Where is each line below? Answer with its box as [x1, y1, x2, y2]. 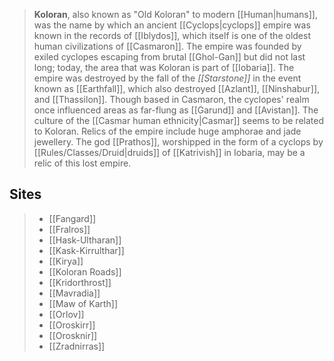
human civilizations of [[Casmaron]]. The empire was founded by [33, 40, 302, 52]
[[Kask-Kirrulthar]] [48, 244, 125, 256]
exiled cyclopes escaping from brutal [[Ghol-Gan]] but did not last [33, 51, 306, 63]
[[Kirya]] [48, 255, 84, 267]
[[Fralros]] [48, 223, 91, 235]
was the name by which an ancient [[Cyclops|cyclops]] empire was [33, 19, 311, 31]
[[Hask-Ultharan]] [48, 234, 122, 246]
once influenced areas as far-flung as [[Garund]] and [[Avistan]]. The [33, 104, 319, 116]
